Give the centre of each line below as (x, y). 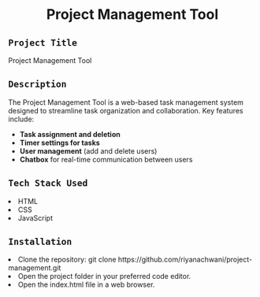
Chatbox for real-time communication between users (106, 159)
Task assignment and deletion (70, 134)
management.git (35, 268)
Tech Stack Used (48, 183)
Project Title (43, 43)
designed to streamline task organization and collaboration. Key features (126, 110)
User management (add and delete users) (88, 150)
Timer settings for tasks (59, 143)
